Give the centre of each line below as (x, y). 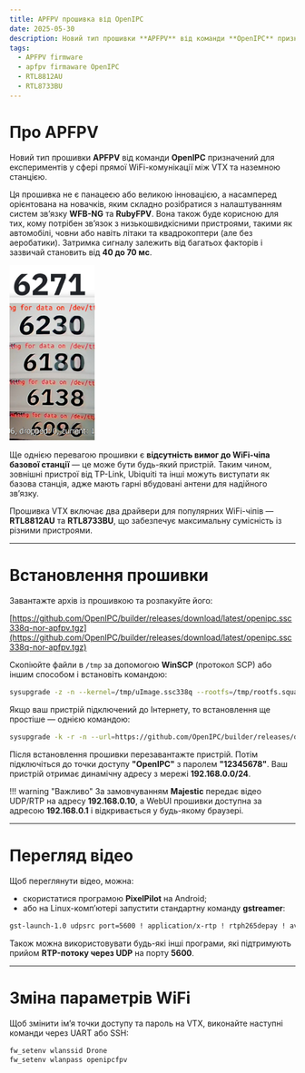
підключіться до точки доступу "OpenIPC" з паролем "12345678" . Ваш (149, 763)
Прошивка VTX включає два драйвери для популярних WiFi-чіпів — (142, 511)
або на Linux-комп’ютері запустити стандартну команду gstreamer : (154, 908)
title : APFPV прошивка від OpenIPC (77, 19)
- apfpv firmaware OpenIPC (69, 67)
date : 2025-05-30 (42, 29)
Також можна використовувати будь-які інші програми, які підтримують (151, 943)
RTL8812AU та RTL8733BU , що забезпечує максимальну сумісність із (146, 521)
